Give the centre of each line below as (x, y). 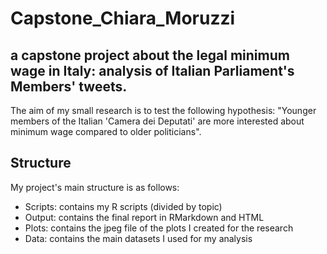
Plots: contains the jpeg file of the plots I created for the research (159, 228)
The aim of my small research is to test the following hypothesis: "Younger (163, 110)
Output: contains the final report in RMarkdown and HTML (144, 217)
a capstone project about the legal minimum (150, 55)
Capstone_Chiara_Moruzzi (123, 18)
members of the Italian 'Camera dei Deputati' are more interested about (157, 121)
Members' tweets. (69, 86)
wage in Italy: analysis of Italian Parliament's (152, 70)
